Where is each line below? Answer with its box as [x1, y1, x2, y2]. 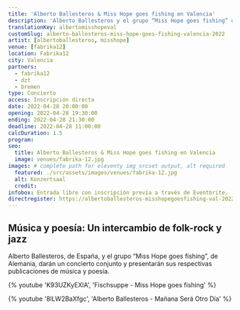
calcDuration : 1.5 [8, 129, 63, 137]
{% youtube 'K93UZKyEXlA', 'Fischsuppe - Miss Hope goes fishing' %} [8, 280, 216, 289]
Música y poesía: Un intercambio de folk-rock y [8, 222, 222, 234]
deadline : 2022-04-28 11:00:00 [8, 122, 101, 130]
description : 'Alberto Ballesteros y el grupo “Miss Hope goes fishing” [8, 17, 229, 24]
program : [8, 136, 34, 143]
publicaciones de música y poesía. [8, 267, 110, 275]
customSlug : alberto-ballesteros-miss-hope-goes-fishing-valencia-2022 [8, 30, 225, 38]
